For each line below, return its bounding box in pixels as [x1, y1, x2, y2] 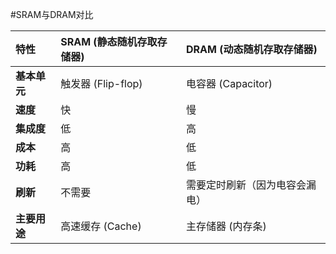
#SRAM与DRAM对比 [10, 9, 94, 20]
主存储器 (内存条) [185, 219, 267, 233]
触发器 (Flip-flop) [60, 77, 143, 90]
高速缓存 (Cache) [60, 219, 142, 233]
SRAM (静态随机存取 [60, 35, 158, 48]
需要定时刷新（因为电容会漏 [185, 178, 317, 192]
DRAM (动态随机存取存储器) [185, 43, 318, 56]
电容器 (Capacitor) [185, 77, 273, 90]
